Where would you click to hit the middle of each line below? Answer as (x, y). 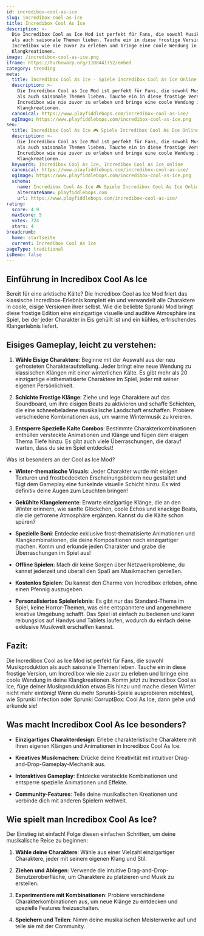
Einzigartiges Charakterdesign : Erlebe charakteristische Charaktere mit (105, 739)
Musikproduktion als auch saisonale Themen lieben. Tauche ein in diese (96, 667)
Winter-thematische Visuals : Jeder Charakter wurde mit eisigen (96, 471)
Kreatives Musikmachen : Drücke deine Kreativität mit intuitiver (94, 758)
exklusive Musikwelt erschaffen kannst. (64, 626)
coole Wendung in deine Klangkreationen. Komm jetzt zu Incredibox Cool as (101, 680)
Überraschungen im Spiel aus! (53, 552)
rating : (16, 204)
